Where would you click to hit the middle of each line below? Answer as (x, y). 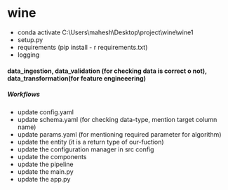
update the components (52, 156)
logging (28, 55)
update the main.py (45, 171)
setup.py (30, 39)
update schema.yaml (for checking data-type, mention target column (117, 119)
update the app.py (44, 179)
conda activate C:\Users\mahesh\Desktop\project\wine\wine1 (105, 32)
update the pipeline (45, 164)
